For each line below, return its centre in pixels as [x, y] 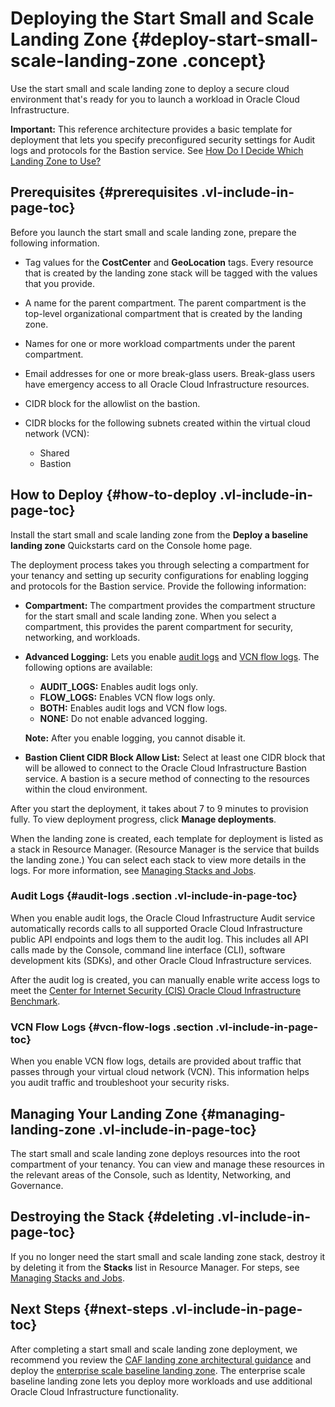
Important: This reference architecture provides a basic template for [151, 129]
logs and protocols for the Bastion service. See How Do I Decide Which [157, 150]
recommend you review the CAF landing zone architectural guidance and [161, 1359]
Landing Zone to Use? [56, 161]
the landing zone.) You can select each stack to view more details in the [158, 859]
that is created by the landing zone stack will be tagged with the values [171, 273]
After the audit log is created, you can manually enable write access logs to [165, 979]
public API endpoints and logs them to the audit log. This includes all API [159, 939]
